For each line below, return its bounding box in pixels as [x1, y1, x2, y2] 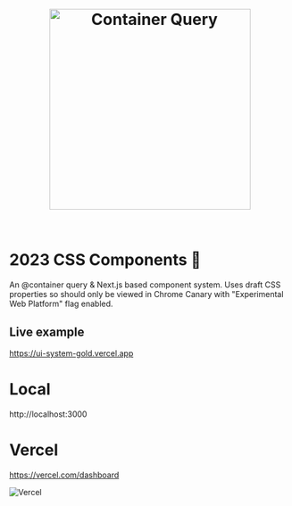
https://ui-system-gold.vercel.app [9, 347, 134, 359]
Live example [9, 324, 85, 339]
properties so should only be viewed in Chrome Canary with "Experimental [9, 289, 284, 300]
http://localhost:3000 [9, 409, 88, 419]
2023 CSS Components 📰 [9, 250, 202, 270]
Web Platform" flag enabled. [9, 298, 113, 310]
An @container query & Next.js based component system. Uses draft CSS [9, 279, 281, 290]
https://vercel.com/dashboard [9, 469, 120, 480]
